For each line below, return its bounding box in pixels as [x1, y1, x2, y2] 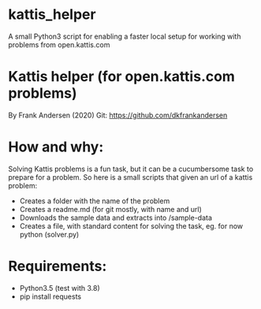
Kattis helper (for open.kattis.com [8, 68, 235, 86]
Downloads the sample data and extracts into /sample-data [19, 213, 213, 222]
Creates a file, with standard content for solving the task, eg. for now [19, 221, 244, 230]
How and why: [8, 138, 104, 156]
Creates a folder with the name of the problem [19, 195, 170, 206]
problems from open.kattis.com [8, 39, 110, 49]
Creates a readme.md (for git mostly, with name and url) [19, 204, 203, 214]
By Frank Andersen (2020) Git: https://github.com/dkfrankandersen [8, 110, 228, 120]
